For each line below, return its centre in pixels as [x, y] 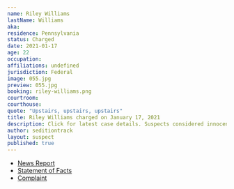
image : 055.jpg [29, 78]
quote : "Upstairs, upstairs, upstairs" [65, 111]
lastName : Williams [36, 20]
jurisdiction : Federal [40, 72]
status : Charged [31, 40]
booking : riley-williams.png [49, 91]
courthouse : [24, 105]
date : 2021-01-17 [32, 46]
